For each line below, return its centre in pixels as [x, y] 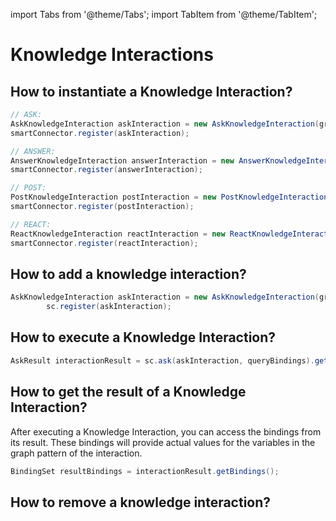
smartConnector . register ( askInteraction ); [100, 133]
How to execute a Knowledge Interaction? [143, 337]
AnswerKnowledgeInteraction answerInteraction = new [122, 160]
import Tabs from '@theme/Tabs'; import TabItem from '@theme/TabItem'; [164, 14]
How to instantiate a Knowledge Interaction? [151, 91]
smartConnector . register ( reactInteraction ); [104, 243]
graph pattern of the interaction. [76, 453]
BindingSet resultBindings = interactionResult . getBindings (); [145, 471]
